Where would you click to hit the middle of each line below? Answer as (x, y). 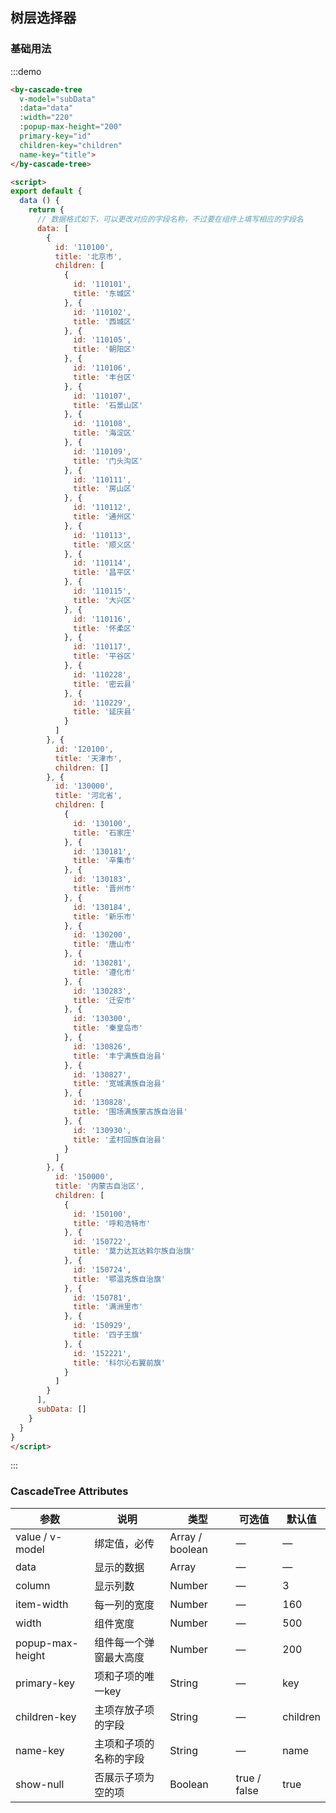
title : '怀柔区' (105, 628)
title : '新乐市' (105, 916)
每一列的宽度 (124, 1605)
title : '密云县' (105, 684)
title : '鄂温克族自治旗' (119, 1279)
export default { (46, 191)
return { (46, 210)
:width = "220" (46, 118)
